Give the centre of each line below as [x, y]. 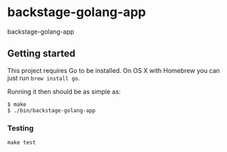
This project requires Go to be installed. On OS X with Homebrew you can [113, 70]
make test [22, 143]
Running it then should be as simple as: [64, 91]
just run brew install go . [44, 78]
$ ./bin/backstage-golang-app [52, 110]
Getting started [41, 54]
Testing [20, 128]
